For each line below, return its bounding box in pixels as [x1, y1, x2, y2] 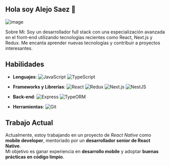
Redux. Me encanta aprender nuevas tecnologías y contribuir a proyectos [5, 40, 160, 46]
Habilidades [5, 60, 45, 69]
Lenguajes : [12, 74, 37, 80]
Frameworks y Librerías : [12, 83, 66, 90]
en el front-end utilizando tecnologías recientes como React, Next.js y [5, 34, 153, 40]
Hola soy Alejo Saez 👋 [5, 5, 76, 14]
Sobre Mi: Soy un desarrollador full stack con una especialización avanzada [5, 29, 165, 35]
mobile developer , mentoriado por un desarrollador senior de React [5, 137, 151, 144]
